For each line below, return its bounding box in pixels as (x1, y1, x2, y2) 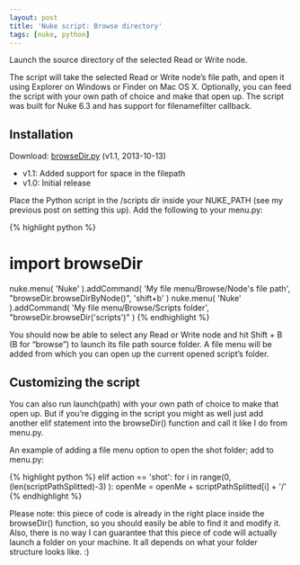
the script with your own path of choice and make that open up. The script (9, 91, 285, 102)
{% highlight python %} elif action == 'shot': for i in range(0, (9, 471, 232, 482)
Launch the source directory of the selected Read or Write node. (9, 55, 248, 66)
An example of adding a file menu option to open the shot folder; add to (9, 444, 274, 455)
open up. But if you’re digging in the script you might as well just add (9, 408, 263, 418)
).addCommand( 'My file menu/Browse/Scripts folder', (9, 302, 209, 313)
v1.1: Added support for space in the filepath (22, 168, 186, 179)
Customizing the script (9, 374, 141, 390)
